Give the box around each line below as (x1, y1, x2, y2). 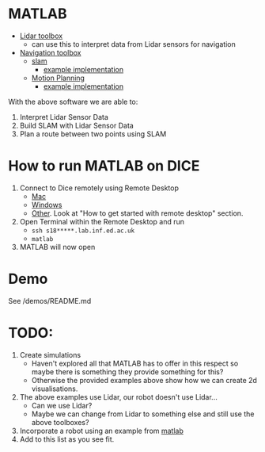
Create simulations (19, 350, 81, 359)
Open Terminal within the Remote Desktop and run (19, 216, 184, 226)
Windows (31, 200, 62, 209)
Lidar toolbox (19, 31, 63, 40)
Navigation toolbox (19, 48, 81, 57)
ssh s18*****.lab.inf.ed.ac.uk (31, 227, 135, 235)
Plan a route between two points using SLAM (19, 128, 167, 139)
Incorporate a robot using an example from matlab (19, 426, 184, 435)
